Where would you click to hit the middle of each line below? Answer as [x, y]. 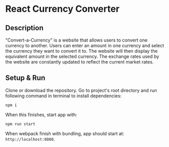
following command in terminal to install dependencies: [64, 96]
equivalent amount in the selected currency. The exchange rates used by [82, 56]
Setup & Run [25, 78]
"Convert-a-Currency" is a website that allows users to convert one [76, 40]
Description [24, 28]
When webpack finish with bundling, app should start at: [65, 133]
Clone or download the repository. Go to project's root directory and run [81, 90]
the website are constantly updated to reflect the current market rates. [80, 62]
